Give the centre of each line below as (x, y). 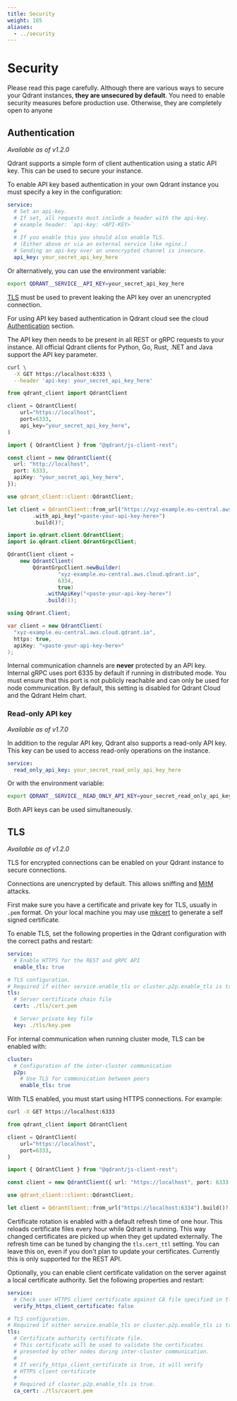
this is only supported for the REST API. (65, 1259)
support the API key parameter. (53, 354)
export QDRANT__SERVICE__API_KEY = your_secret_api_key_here (96, 284)
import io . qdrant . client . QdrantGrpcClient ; (72, 542)
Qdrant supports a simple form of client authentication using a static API (112, 163)
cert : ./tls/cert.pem (45, 1006)
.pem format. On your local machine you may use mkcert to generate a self (115, 912)
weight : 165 (25, 20)
